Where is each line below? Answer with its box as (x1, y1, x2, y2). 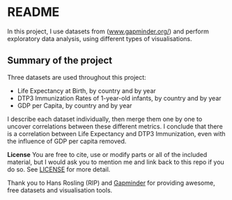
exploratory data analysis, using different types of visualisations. (7, 34, 193, 42)
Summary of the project (7, 55, 113, 67)
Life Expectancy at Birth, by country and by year (17, 86, 157, 94)
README (7, 4, 60, 20)
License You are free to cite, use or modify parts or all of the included (7, 150, 208, 158)
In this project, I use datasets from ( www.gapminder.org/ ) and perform (7, 27, 209, 35)
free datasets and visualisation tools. (7, 185, 113, 194)
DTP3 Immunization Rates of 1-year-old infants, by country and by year (17, 94, 222, 102)
